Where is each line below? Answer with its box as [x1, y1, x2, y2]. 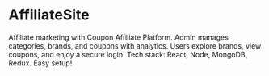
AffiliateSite [8, 6, 90, 24]
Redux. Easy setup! [8, 58, 73, 68]
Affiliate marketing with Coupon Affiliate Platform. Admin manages [8, 32, 229, 42]
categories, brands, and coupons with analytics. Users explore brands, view [8, 40, 262, 50]
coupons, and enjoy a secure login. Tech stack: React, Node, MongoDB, [8, 49, 248, 59]
